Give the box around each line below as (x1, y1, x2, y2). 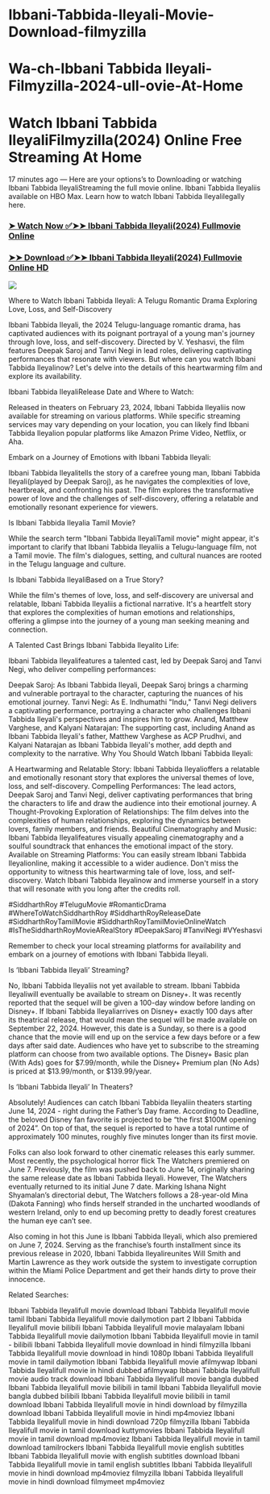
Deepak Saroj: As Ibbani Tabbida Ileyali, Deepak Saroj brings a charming (8, 679, 248, 690)
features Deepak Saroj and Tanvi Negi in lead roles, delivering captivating (8, 345, 252, 355)
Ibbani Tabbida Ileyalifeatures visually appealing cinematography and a (8, 832, 244, 842)
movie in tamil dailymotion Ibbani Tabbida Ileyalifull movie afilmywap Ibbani (8, 1356, 258, 1367)
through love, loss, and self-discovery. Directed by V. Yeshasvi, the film (8, 337, 245, 347)
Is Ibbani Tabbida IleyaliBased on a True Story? (8, 575, 164, 584)
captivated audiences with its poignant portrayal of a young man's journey (8, 328, 255, 338)
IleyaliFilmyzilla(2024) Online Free (8, 131, 243, 149)
